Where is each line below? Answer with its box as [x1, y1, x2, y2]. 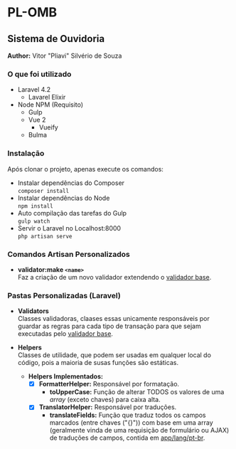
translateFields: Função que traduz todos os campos [49, 411, 206, 420]
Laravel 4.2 [17, 85, 51, 94]
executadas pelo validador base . [17, 329, 114, 338]
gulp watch [17, 218, 50, 225]
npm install [17, 202, 53, 210]
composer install [17, 187, 70, 194]
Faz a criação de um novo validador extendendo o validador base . [17, 273, 212, 281]
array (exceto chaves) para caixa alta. [49, 396, 161, 404]
